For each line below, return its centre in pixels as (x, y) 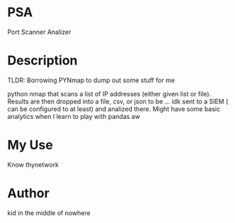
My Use (30, 145)
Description (42, 61)
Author (28, 193)
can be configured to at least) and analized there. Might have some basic (114, 109)
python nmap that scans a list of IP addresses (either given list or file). (109, 93)
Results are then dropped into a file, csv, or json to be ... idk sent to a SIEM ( (118, 101)
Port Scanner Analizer (39, 32)
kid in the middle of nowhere (49, 212)
